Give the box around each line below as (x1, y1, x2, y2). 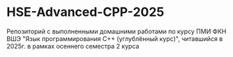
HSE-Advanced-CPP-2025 (6, 4, 165, 20)
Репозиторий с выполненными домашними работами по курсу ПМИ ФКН (6, 27, 227, 35)
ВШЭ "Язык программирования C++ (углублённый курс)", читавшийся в (6, 34, 223, 42)
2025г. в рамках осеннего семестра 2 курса (6, 42, 140, 50)
